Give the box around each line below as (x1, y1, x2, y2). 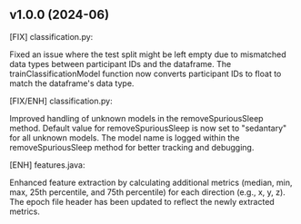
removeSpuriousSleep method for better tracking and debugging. (9, 141, 255, 152)
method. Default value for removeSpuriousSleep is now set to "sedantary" (9, 122, 287, 133)
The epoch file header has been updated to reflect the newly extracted (9, 196, 275, 207)
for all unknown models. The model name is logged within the (9, 131, 240, 143)
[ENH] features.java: (9, 159, 85, 170)
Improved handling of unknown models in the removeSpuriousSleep (9, 112, 264, 123)
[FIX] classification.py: (9, 31, 94, 42)
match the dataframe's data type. (9, 77, 135, 89)
